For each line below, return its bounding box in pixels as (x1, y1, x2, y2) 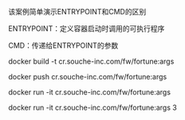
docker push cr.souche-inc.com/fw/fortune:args (8, 72, 167, 81)
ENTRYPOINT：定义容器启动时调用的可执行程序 (8, 24, 165, 33)
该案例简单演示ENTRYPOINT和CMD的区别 (8, 7, 147, 16)
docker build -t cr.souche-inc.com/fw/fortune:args (8, 56, 175, 66)
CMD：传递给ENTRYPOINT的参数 (8, 41, 119, 50)
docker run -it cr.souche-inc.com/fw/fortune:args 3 (8, 103, 177, 112)
